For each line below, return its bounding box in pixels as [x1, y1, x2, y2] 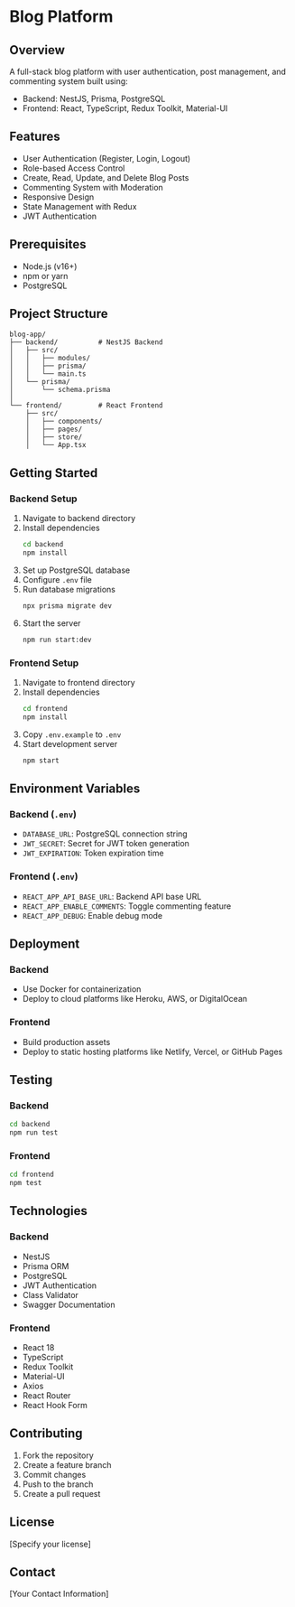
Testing [9, 1072, 53, 1088]
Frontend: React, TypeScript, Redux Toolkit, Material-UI [22, 103, 228, 114]
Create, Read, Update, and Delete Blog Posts [22, 172, 189, 182]
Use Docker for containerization [22, 984, 142, 995]
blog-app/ [9, 330, 47, 340]
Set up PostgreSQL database [22, 565, 131, 575]
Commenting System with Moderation [22, 182, 164, 192]
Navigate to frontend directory [22, 677, 135, 687]
